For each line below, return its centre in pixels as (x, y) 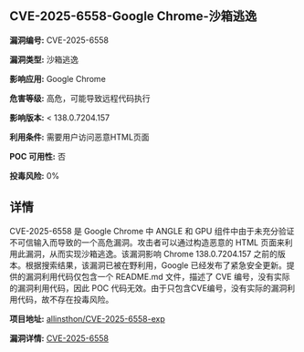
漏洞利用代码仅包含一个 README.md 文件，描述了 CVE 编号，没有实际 (157, 276)
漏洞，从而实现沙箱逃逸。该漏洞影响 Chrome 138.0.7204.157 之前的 (152, 254)
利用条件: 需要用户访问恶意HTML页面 (79, 137)
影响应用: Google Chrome (58, 78)
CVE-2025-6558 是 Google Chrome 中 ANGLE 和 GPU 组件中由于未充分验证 (152, 231)
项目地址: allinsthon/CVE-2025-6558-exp (88, 318)
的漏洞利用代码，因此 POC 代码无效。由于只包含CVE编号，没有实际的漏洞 (148, 288)
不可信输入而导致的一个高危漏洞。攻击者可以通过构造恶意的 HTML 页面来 (147, 242)
